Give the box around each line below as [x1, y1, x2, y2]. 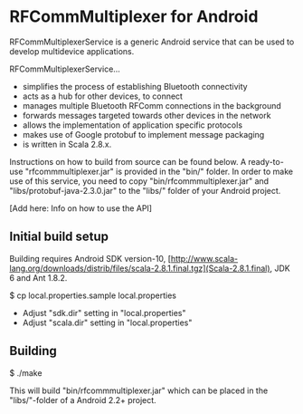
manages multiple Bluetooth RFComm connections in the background [22, 100, 282, 111]
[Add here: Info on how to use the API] [9, 202, 152, 214]
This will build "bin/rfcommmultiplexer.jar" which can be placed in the [9, 385, 269, 396]
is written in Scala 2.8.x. [22, 139, 112, 149]
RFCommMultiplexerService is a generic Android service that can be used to [9, 36, 295, 47]
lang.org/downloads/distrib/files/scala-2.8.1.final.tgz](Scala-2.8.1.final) [9, 263, 270, 274]
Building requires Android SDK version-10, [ [9, 253, 172, 264]
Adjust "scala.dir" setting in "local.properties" [22, 317, 193, 328]
